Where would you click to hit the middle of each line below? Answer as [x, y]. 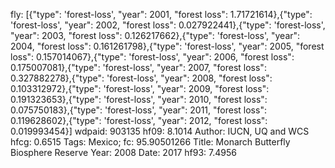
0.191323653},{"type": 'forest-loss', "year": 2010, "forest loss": [139, 99]
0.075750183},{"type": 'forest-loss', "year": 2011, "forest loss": [138, 110]
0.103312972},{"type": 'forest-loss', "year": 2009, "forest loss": [140, 88]
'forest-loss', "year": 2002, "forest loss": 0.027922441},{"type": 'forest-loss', [168, 25]
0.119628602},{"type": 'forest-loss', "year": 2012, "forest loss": [139, 120]
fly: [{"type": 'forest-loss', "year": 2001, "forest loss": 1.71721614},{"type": [161, 14]
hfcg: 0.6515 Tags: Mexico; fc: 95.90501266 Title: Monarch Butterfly [150, 142]
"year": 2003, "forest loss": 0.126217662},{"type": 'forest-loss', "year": [155, 35]
